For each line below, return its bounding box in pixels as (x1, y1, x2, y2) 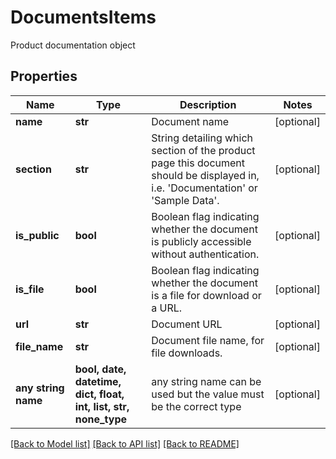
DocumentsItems (10, 6, 157, 29)
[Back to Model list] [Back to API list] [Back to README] (10, 437, 240, 450)
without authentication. (151, 247, 260, 261)
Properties (10, 68, 78, 85)
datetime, (74, 374, 122, 388)
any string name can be (151, 374, 262, 388)
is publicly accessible (151, 234, 252, 248)
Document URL (151, 317, 223, 331)
